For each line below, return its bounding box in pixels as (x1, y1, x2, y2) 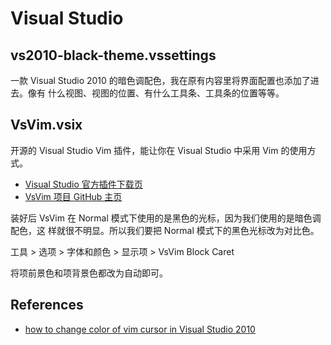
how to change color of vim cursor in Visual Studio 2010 (24, 323, 256, 335)
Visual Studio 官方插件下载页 (24, 178, 143, 190)
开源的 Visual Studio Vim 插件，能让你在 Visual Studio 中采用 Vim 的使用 (10, 144, 308, 156)
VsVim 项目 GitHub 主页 (24, 190, 123, 202)
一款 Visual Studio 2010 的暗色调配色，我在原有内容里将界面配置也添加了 (10, 75, 311, 86)
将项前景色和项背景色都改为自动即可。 (10, 267, 168, 279)
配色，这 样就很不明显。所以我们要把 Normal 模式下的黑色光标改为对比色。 (10, 224, 320, 236)
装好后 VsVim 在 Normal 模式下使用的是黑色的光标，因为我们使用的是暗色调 (10, 212, 322, 224)
